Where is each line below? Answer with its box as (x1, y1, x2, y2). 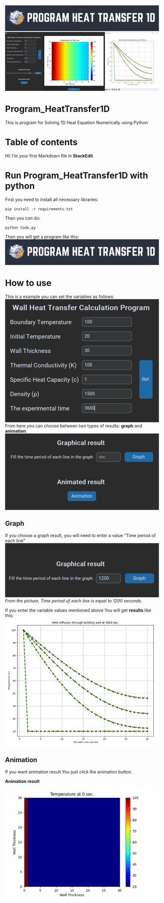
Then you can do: (5, 215, 41, 221)
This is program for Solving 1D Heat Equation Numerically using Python (5, 120, 148, 126)
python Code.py (5, 225, 36, 230)
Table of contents (5, 137, 78, 148)
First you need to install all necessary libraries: (5, 196, 99, 202)
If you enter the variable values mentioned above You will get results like (5, 607, 151, 613)
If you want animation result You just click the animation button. (5, 769, 133, 774)
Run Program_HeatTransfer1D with (5, 170, 148, 181)
